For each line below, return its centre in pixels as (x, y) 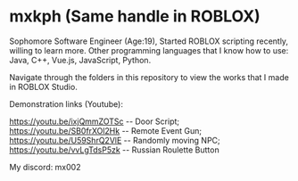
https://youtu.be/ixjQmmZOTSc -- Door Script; (95, 121)
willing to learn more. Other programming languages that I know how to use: (149, 50)
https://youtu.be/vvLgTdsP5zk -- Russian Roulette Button (115, 150)
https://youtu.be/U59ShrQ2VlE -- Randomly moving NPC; (115, 140)
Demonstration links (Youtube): (66, 103)
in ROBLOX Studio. (43, 86)
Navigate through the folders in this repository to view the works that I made (149, 77)
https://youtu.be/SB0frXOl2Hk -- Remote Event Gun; (106, 130)
